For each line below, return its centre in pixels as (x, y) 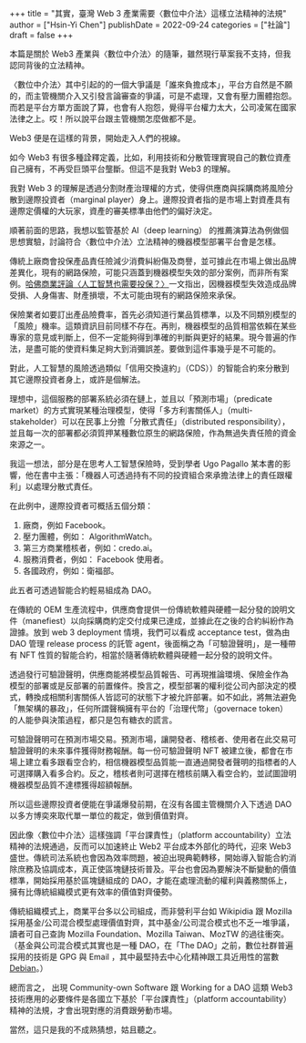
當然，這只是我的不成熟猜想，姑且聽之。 (85, 1029)
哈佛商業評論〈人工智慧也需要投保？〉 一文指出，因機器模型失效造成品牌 (161, 284)
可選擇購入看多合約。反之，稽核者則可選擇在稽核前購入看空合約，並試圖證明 (153, 773)
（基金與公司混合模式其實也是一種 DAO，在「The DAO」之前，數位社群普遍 (152, 945)
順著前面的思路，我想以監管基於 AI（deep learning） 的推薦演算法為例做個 (149, 230)
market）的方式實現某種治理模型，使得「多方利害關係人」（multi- (131, 410)
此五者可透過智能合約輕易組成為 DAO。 (83, 590)
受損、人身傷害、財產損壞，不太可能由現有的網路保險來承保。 (125, 295)
